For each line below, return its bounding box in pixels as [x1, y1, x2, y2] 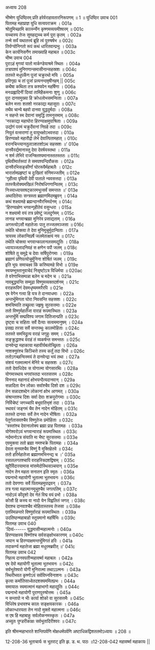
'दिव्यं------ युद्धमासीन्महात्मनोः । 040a [5, 526, 71, 532]
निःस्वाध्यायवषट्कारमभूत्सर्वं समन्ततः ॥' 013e [5, 187, 78, 193]
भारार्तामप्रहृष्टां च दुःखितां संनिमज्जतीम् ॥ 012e [5, 170, 80, 176]
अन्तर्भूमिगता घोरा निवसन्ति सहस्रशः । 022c [5, 296, 77, 302]
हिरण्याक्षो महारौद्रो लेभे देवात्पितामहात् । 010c [5, 135, 77, 141]
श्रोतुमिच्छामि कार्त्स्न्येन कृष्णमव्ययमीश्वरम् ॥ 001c [5, 26, 84, 32]
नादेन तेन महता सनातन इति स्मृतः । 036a [5, 469, 75, 475]
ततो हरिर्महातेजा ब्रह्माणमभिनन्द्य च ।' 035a [5, 452, 75, 457]
